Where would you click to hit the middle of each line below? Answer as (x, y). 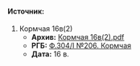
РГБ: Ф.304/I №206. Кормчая (81, 46)
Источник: (26, 11)
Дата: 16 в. (50, 54)
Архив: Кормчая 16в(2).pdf (78, 37)
